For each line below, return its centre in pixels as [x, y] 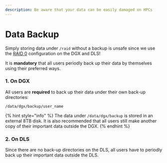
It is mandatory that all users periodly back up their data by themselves [79, 63]
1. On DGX [17, 81]
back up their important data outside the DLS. [52, 155]
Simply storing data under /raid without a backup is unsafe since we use [80, 48]
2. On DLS [17, 139]
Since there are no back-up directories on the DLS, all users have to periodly [84, 150]
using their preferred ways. [33, 68]
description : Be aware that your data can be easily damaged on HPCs [79, 10]
